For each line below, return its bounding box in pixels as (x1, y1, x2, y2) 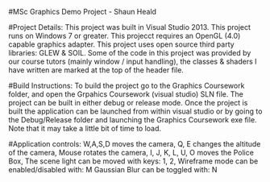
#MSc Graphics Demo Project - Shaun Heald (8, 7, 157, 16)
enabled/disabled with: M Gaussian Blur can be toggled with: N (8, 165, 218, 174)
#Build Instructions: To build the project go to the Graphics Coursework (8, 81, 245, 90)
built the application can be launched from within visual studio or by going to (8, 106, 263, 116)
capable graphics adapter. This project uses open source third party (8, 39, 235, 49)
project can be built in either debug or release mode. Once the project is (8, 98, 248, 107)
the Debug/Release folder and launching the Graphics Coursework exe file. (8, 115, 257, 124)
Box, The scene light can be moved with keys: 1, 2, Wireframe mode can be (8, 156, 259, 166)
